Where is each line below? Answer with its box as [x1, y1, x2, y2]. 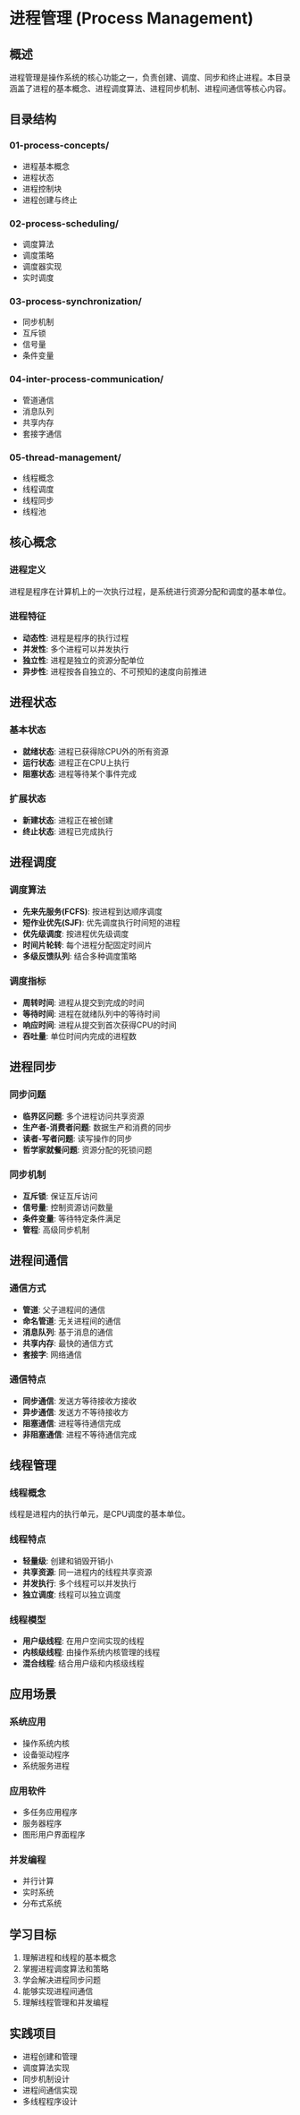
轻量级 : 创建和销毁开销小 [21, 1555, 113, 1566]
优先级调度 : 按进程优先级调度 [21, 928, 129, 939]
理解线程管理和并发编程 [21, 1997, 109, 2008]
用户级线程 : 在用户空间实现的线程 [21, 1635, 145, 1647]
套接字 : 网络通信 [21, 1349, 82, 1360]
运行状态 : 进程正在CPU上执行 [21, 757, 130, 768]
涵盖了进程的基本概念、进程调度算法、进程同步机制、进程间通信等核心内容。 [9, 83, 291, 94]
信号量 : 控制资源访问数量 [21, 1201, 113, 1213]
